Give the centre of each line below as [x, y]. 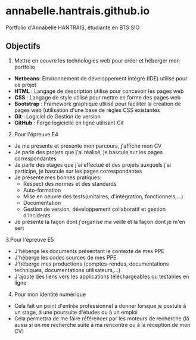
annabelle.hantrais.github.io [78, 11]
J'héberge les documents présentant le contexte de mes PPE [89, 251]
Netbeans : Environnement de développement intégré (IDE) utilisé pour [101, 78]
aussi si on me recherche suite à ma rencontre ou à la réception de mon [102, 325]
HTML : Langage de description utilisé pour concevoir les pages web [99, 91]
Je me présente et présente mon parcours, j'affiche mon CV [88, 146]
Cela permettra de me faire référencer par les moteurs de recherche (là [102, 318]
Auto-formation [42, 190]
